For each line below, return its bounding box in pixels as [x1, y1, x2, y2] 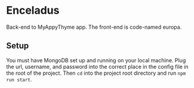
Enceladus [6, 4, 60, 17]
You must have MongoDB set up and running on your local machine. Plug [6, 56, 186, 63]
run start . [6, 75, 32, 83]
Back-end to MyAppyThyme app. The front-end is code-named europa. [6, 23, 182, 31]
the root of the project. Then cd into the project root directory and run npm [6, 69, 186, 77]
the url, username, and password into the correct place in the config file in [6, 63, 189, 70]
